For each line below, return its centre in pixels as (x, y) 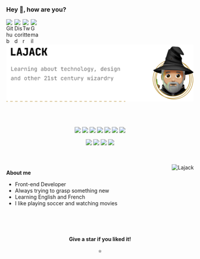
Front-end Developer (40, 184)
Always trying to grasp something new (62, 191)
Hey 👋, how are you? (36, 10)
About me (19, 173)
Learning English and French (50, 197)
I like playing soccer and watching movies (66, 203)
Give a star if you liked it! (100, 239)
